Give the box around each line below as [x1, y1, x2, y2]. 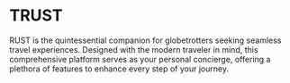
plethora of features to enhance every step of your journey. [9, 63, 230, 74]
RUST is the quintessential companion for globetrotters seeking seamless [9, 35, 282, 46]
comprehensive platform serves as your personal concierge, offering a [9, 54, 271, 64]
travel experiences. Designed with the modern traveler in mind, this [9, 44, 258, 54]
